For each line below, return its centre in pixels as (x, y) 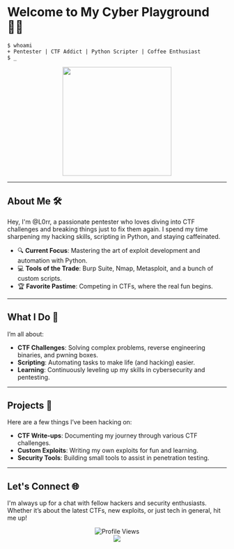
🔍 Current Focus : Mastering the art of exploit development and (109, 250)
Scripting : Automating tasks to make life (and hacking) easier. (106, 362)
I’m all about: (25, 334)
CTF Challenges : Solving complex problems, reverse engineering (111, 347)
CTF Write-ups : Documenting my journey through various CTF (107, 435)
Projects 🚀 (30, 405)
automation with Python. (52, 260)
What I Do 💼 (33, 317)
